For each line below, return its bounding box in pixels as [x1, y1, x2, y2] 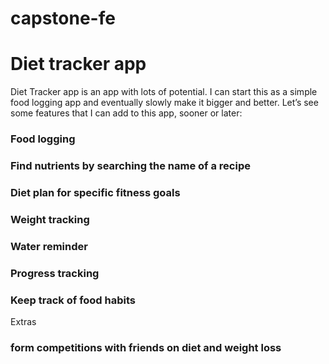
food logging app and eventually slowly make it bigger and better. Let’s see [10, 97, 319, 109]
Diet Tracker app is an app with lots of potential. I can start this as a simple [10, 86, 318, 98]
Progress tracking [10, 266, 100, 280]
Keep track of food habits [10, 293, 137, 307]
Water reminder [10, 239, 88, 253]
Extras [10, 315, 37, 327]
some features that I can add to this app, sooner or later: [10, 107, 243, 119]
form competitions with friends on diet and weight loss [10, 340, 282, 354]
